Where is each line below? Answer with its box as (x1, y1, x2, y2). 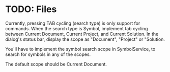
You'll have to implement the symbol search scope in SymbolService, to (5, 46, 156, 52)
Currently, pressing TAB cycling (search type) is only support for (5, 20, 140, 26)
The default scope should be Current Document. (5, 61, 107, 67)
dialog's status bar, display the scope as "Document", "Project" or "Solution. (5, 36, 165, 42)
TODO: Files (5, 4, 57, 15)
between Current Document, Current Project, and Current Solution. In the (5, 31, 159, 37)
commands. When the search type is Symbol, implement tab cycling (5, 25, 148, 31)
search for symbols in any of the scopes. (5, 51, 91, 57)
